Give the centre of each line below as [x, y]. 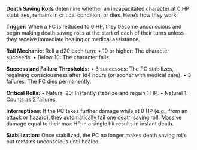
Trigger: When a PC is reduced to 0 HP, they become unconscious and [94, 27]
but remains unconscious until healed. [53, 142]
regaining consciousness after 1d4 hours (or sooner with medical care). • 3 [99, 75]
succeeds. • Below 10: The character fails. [58, 57]
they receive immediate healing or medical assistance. [73, 39]
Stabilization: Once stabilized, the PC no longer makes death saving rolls [96, 135]
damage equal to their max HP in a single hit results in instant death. [90, 124]
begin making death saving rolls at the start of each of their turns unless [95, 33]
